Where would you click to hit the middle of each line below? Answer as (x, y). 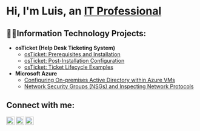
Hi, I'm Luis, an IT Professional (84, 11)
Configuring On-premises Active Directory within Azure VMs (100, 80)
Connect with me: (41, 105)
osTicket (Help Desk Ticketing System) (65, 48)
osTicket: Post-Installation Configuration (74, 61)
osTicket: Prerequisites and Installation (72, 54)
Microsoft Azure (36, 73)
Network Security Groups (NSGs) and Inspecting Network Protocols (109, 86)
